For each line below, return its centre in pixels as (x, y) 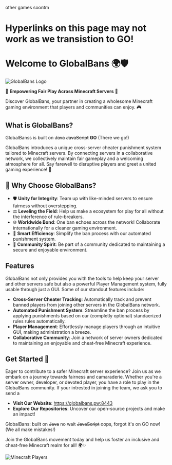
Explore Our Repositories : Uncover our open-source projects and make (89, 409)
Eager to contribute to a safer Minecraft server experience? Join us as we (83, 371)
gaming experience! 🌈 (28, 169)
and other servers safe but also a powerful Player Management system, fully (86, 284)
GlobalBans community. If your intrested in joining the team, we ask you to (84, 388)
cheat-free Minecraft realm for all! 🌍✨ (46, 445)
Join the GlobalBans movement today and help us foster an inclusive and (82, 440)
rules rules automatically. (39, 321)
